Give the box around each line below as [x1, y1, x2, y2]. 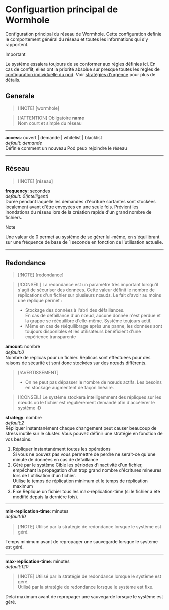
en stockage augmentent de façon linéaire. [25, 385, 114, 391]
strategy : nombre [5, 415, 42, 421]
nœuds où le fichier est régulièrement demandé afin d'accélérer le [17, 400, 155, 406]
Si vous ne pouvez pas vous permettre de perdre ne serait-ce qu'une [12, 451, 156, 457]
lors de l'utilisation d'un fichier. [12, 473, 76, 479]
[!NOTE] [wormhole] [17, 105, 59, 111]
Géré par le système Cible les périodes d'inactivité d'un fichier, [12, 462, 143, 468]
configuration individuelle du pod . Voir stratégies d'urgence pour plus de [5, 71, 156, 77]
